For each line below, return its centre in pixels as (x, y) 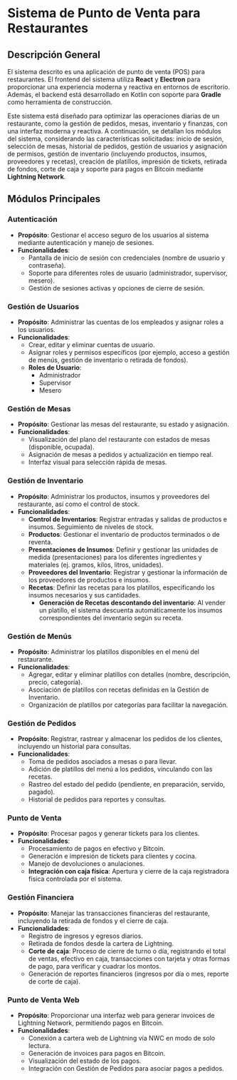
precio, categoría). (56, 682)
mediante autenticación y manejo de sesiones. (86, 242)
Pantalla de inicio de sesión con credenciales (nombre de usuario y (127, 258)
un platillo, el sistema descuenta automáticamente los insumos (131, 610)
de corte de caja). (54, 981)
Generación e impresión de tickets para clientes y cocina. (112, 856)
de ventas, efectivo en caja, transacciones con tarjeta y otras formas (129, 959)
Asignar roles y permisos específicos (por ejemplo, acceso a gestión (129, 352)
